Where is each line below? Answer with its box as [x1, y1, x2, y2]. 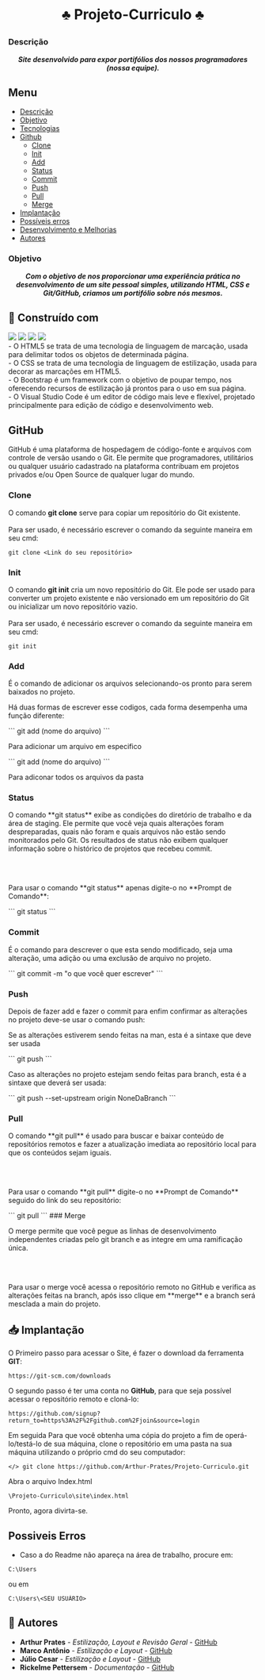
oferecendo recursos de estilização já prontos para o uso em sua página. [8, 383, 247, 394]
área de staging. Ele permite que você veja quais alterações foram [8, 819, 224, 828]
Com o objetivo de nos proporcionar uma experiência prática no [25, 271, 241, 281]
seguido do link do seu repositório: [8, 1196, 121, 1205]
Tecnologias [19, 124, 60, 133]
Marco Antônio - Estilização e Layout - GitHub [19, 1645, 172, 1655]
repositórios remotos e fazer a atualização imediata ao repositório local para [8, 1140, 257, 1149]
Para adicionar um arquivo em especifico [8, 742, 142, 752]
